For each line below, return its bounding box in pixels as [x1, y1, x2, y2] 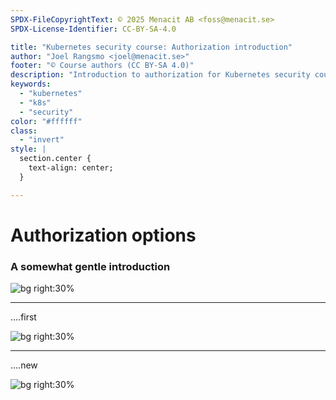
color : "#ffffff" [10, 116, 83, 126]
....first [10, 311, 37, 323]
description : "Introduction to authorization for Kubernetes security [10, 70, 311, 80]
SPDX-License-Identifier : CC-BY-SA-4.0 [10, 24, 177, 34]
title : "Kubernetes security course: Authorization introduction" [10, 42, 293, 52]
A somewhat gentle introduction [10, 259, 171, 273]
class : [10, 126, 38, 136]
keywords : [10, 79, 52, 90]
